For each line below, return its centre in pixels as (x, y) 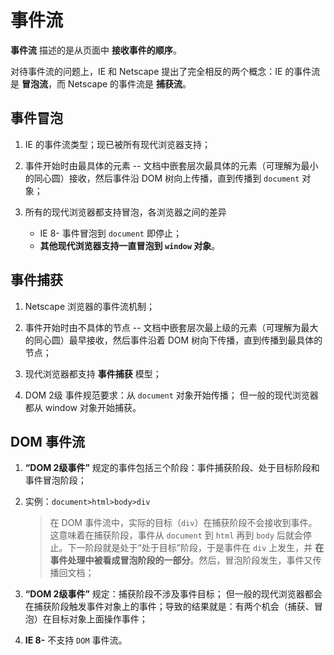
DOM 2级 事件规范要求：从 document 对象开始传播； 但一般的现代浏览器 (171, 395)
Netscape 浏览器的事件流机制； (90, 306)
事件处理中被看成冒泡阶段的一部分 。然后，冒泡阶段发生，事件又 (181, 560)
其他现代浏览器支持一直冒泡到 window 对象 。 (130, 245)
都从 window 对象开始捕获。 (83, 407)
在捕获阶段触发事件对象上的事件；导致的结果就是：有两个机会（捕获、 (169, 607)
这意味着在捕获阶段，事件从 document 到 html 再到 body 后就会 (176, 535)
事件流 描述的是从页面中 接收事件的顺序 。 (96, 50)
